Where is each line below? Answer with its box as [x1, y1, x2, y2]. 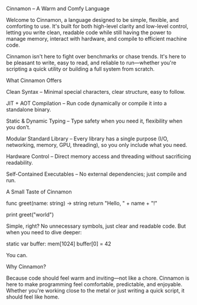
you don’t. [6, 124, 31, 130]
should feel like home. [6, 293, 60, 300]
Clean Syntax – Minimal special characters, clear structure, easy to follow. [6, 88, 186, 95]
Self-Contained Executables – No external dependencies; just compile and [6, 170, 187, 178]
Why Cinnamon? [6, 263, 46, 270]
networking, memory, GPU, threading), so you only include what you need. [6, 142, 188, 148]
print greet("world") [6, 211, 54, 218]
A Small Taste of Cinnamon [6, 188, 72, 195]
